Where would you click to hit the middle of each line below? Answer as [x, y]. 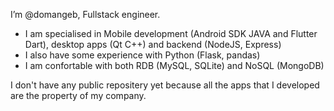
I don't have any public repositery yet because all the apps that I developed [165, 85]
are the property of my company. [78, 95]
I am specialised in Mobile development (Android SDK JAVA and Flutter [171, 33]
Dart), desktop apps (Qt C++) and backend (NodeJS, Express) [153, 44]
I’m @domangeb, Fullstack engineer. [85, 14]
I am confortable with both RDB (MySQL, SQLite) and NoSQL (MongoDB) [174, 65]
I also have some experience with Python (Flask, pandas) [142, 55]
